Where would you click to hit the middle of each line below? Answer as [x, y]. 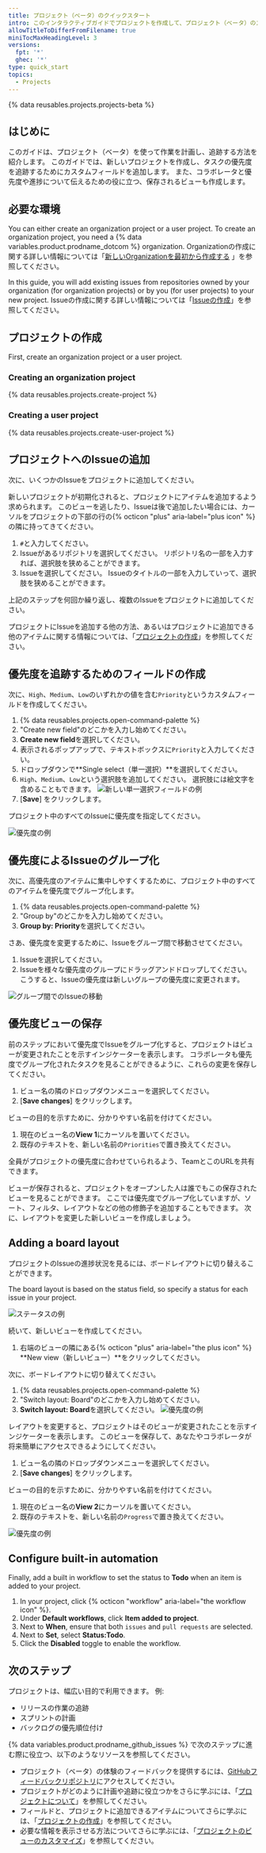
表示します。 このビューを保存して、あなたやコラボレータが [154, 1436]
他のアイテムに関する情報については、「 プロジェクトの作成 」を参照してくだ [131, 637]
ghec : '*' [31, 60]
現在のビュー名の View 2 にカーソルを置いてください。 [107, 1507]
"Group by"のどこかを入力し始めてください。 [93, 916]
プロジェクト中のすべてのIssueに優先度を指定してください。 [106, 816]
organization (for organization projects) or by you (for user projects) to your [131, 291]
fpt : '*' [30, 52]
